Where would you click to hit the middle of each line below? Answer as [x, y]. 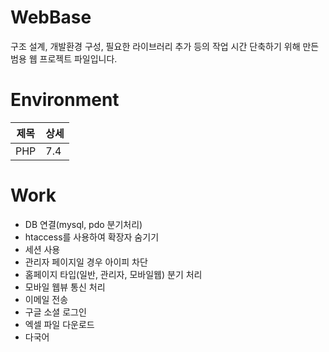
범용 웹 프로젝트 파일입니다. [64, 58]
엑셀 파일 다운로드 [59, 324]
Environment [65, 100]
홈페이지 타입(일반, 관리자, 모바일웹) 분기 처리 [113, 274]
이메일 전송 [46, 299]
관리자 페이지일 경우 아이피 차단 [86, 262]
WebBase [51, 17]
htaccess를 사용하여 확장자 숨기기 [92, 237]
